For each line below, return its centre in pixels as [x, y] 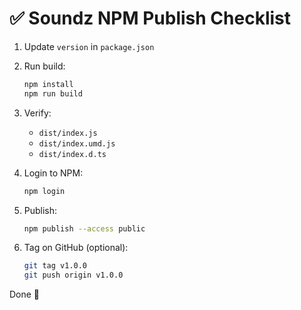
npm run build [53, 93]
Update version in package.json [89, 46]
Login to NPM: [53, 173]
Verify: [37, 113]
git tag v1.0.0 [55, 266]
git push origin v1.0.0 [73, 275]
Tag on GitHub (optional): [76, 248]
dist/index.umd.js [77, 143]
